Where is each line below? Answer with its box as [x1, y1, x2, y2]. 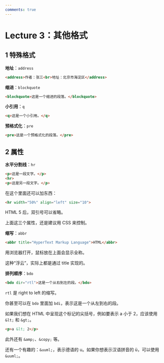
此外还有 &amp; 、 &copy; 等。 [5, 336, 62, 342]
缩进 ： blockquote [5, 84, 40, 90]
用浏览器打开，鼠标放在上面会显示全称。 [5, 249, 87, 256]
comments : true [5, 7, 36, 12]
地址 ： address [5, 65, 34, 71]
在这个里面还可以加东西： [5, 190, 57, 196]
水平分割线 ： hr [5, 161, 36, 167]
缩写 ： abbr [5, 230, 27, 236]
